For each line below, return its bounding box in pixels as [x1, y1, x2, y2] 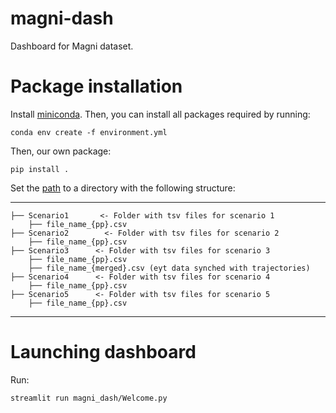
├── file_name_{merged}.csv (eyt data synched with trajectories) [28, 263, 311, 273]
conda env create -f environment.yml [10, 127, 168, 137]
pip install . [10, 164, 70, 174]
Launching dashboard [10, 341, 197, 364]
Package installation [10, 75, 183, 98]
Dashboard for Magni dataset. [10, 40, 134, 52]
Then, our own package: [10, 145, 112, 157]
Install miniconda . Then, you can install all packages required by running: [10, 108, 311, 120]
